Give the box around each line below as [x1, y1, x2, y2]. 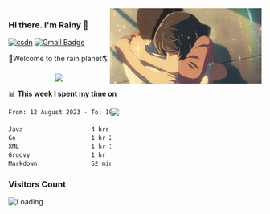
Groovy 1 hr [8, 150, 106, 159]
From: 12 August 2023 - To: [8, 109, 103, 117]
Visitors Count [8, 179, 67, 190]
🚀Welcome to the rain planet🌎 [8, 54, 109, 64]
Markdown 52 [8, 159, 99, 167]
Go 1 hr [8, 134, 106, 142]
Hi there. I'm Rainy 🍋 [8, 19, 89, 31]
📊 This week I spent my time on [8, 88, 117, 99]
